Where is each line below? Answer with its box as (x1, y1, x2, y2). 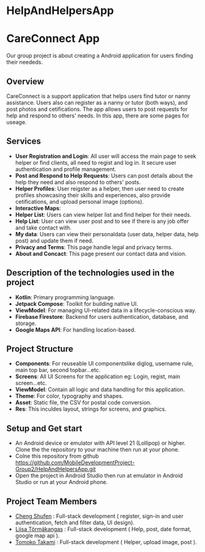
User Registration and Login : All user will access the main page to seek (15, 152, 197, 160)
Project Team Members (6, 496, 97, 507)
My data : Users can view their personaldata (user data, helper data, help (15, 230, 199, 237)
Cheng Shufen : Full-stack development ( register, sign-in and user (15, 512, 184, 520)
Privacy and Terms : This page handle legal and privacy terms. (15, 243, 173, 251)
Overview (6, 76, 45, 86)
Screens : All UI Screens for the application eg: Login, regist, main (15, 373, 181, 380)
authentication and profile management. (15, 165, 116, 173)
